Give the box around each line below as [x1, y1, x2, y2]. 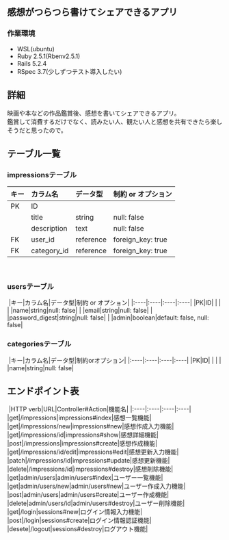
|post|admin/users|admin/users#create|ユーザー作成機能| [7, 490, 170, 498]
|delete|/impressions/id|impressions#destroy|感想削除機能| [7, 465, 174, 473]
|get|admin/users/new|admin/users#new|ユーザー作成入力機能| [7, 482, 186, 490]
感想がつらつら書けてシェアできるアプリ [7, 6, 178, 18]
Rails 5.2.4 [16, 59, 47, 67]
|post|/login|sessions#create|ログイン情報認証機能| [7, 516, 152, 524]
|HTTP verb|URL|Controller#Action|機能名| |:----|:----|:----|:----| [8, 404, 191, 413]
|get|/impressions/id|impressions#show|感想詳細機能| [7, 430, 159, 439]
